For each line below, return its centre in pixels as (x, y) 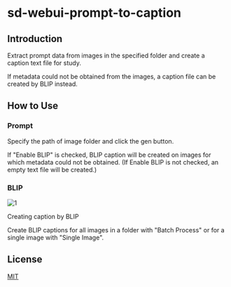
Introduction (35, 39)
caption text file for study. (44, 63)
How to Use (33, 106)
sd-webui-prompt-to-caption (94, 13)
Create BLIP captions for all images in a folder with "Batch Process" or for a (116, 230)
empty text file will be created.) (52, 169)
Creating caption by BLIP (43, 216)
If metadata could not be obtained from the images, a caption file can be (112, 76)
